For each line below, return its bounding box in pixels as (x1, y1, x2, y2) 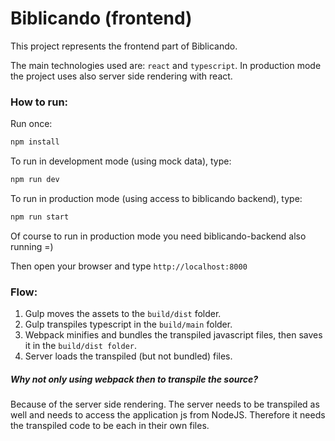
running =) (10, 240, 54, 252)
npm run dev (10, 175, 60, 185)
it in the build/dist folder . (24, 340, 138, 352)
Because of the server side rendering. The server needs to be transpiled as (10, 398, 320, 411)
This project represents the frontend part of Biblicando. (10, 40, 238, 52)
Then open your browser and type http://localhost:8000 (10, 260, 248, 272)
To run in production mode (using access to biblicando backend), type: (10, 192, 303, 204)
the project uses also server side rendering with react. (10, 70, 233, 82)
